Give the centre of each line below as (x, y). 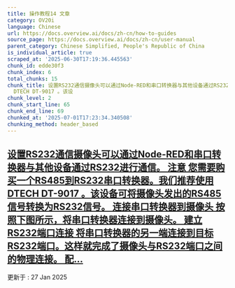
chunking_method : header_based (53, 124)
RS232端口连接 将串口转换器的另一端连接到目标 (111, 232)
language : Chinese (34, 27)
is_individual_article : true (50, 53)
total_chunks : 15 (33, 79)
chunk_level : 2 (29, 99)
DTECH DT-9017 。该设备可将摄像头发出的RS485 (114, 193)
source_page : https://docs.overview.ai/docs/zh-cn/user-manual (101, 40)
